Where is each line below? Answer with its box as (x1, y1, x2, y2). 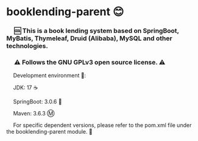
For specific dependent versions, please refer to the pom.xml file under (13, 122, 192, 129)
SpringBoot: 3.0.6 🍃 (13, 98, 62, 105)
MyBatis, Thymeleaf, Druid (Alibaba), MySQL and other (6, 34, 172, 43)
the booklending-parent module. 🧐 (6, 128, 93, 136)
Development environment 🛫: (13, 72, 87, 79)
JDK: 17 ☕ (13, 84, 38, 91)
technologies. (6, 42, 49, 50)
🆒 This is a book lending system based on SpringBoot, (14, 27, 180, 35)
